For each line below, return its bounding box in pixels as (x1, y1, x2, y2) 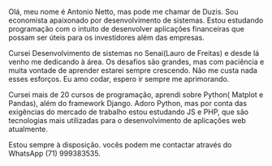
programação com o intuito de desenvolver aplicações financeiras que (8, 24, 245, 33)
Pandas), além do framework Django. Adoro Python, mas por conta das (8, 99, 248, 108)
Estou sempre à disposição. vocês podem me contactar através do (8, 140, 232, 149)
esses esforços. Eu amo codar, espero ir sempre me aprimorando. (8, 74, 230, 83)
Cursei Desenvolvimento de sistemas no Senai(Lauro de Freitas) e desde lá (8, 49, 260, 57)
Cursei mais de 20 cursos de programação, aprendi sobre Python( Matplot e (8, 90, 264, 100)
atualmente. (8, 125, 49, 134)
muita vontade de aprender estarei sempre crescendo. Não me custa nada (8, 66, 258, 75)
